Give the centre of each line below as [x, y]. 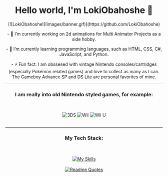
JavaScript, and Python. [84, 54]
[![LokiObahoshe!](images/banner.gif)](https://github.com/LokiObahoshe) [84, 24]
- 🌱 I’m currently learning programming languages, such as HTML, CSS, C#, [84, 49]
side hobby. [84, 39]
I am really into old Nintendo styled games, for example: [84, 94]
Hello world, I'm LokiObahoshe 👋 [84, 10]
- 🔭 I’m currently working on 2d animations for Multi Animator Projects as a [84, 34]
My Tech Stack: [84, 138]
